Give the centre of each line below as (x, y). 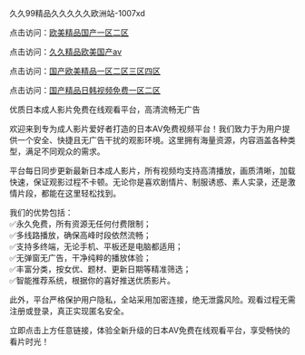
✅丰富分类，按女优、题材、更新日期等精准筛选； (100, 269)
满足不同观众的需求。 (65, 151)
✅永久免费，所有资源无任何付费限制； (80, 224)
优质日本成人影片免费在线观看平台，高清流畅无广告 (105, 110)
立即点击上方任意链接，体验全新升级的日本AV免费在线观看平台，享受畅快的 (150, 330)
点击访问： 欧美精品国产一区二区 (69, 33)
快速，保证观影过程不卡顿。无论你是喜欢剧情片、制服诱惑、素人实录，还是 (148, 182)
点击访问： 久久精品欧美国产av (66, 52)
